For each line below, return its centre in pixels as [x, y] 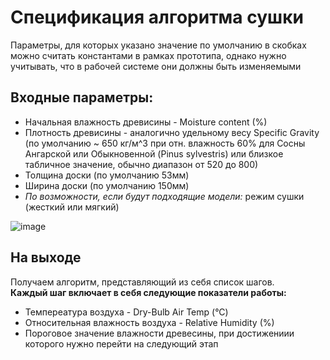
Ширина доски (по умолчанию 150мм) [107, 185]
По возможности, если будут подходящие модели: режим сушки [164, 196]
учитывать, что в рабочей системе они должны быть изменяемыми [156, 66]
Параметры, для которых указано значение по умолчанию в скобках [158, 45]
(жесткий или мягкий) [72, 207]
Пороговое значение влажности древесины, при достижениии [159, 333]
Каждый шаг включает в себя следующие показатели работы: [148, 292]
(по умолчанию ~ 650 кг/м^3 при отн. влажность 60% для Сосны [165, 143]
